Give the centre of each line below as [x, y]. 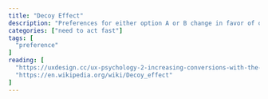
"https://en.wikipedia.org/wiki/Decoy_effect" [94, 75]
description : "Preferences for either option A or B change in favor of [132, 23]
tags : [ [21, 38]
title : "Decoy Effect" [46, 16]
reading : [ [26, 61]
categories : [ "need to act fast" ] [66, 30]
